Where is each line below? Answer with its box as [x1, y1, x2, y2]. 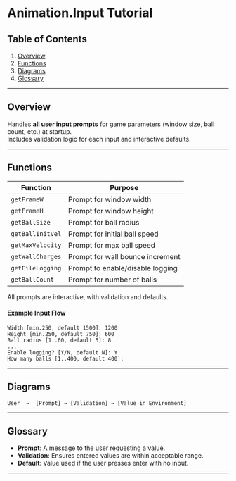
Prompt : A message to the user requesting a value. [17, 444, 166, 452]
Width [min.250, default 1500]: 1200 [7, 324, 118, 332]
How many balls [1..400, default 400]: [7, 355, 124, 362]
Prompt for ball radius [67, 217, 140, 227]
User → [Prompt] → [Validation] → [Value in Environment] [7, 399, 188, 406]
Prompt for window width [67, 194, 152, 204]
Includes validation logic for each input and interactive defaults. [7, 135, 191, 143]
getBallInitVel [11, 230, 62, 237]
